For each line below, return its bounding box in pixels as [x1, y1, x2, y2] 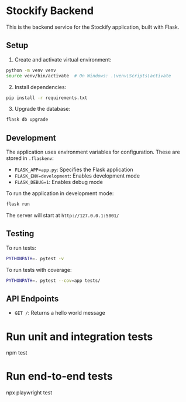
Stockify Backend [6, 4, 94, 18]
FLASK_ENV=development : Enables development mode [14, 172, 140, 179]
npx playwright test [6, 389, 53, 396]
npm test [6, 349, 27, 356]
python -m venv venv [6, 67, 57, 73]
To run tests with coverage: [6, 266, 72, 273]
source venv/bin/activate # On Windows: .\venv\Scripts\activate [6, 73, 171, 79]
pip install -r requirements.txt [6, 95, 88, 101]
